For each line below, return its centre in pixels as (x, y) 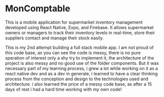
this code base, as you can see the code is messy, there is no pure (73, 53)
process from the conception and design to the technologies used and (77, 79)
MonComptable (38, 9)
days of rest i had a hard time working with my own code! (63, 89)
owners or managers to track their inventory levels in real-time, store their (80, 32)
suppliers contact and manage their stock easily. (54, 38)
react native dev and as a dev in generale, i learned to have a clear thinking (82, 73)
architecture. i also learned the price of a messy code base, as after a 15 (79, 84)
